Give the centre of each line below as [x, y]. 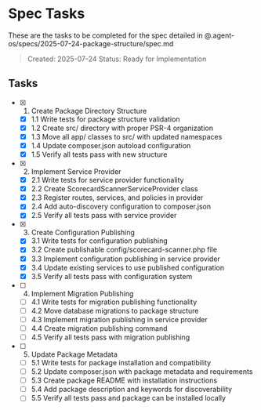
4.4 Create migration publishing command [99, 328]
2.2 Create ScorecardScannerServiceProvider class [114, 189]
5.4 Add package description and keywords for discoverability [132, 390]
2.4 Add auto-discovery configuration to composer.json [121, 207]
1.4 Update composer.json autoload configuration [111, 145]
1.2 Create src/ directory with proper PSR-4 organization [122, 128]
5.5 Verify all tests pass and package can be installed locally [128, 398]
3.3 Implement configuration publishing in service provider [126, 259]
